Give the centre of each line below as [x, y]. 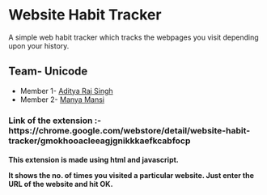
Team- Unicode [48, 72]
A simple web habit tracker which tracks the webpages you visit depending [133, 37]
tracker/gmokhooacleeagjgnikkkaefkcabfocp [100, 141]
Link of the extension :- [55, 121]
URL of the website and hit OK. [61, 184]
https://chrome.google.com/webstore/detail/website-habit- [129, 130]
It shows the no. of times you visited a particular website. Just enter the [131, 176]
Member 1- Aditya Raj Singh [66, 91]
